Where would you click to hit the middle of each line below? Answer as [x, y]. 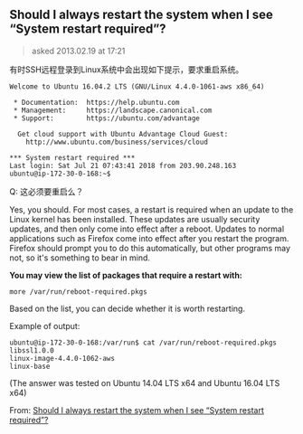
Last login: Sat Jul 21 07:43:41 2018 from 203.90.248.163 [123, 165]
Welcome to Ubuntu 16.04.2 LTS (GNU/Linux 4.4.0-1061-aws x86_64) [137, 86]
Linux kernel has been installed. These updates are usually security [135, 219]
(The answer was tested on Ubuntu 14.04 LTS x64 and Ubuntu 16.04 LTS [145, 382]
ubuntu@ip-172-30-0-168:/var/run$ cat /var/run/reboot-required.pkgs [143, 343]
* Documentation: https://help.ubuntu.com [96, 102]
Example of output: [45, 325]
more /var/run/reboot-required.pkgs [78, 292]
